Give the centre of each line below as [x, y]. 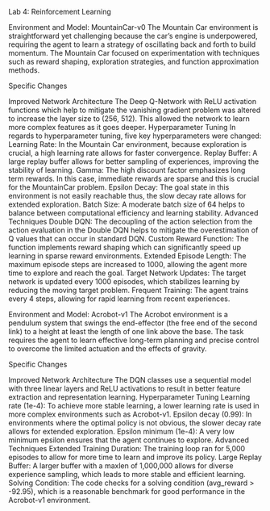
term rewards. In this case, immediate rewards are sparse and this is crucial [134, 178]
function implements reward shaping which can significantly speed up [125, 247]
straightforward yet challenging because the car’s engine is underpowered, [133, 36]
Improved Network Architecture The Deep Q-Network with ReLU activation [132, 101]
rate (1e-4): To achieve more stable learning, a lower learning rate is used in [134, 406]
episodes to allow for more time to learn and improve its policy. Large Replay [135, 457]
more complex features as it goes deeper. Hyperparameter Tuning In [122, 127]
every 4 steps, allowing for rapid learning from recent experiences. [119, 299]
